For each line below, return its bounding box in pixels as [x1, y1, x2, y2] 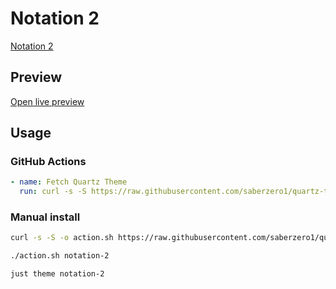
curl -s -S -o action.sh [10, 233, 114, 243]
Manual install [10, 210, 81, 224]
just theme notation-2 [10, 269, 105, 279]
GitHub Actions [10, 155, 87, 169]
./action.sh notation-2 [10, 251, 110, 261]
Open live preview [10, 95, 85, 107]
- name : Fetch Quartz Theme [10, 177, 128, 187]
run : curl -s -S [19, 187, 87, 197]
